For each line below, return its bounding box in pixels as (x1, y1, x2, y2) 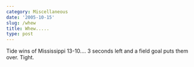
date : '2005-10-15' (6, 14, 55, 20)
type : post (6, 31, 34, 37)
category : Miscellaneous (6, 8, 68, 15)
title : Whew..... (6, 25, 50, 32)
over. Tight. (6, 54, 35, 61)
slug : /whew (6, 20, 36, 26)
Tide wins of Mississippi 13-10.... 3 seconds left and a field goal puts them (6, 47, 189, 54)
